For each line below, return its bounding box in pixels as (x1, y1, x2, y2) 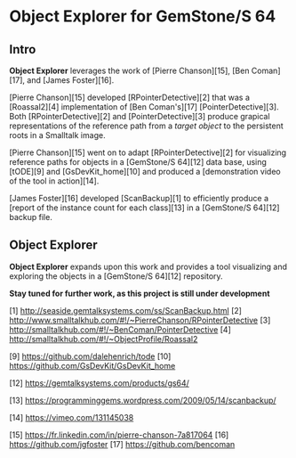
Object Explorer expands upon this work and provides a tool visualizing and (9, 261, 287, 272)
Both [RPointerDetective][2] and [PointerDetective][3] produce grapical (9, 111, 270, 121)
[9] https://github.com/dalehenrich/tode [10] (9, 350, 172, 362)
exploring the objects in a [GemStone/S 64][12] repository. (9, 270, 224, 282)
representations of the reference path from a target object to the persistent (9, 120, 284, 131)
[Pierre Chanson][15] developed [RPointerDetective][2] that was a (9, 92, 251, 102)
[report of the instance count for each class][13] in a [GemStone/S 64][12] (9, 202, 280, 213)
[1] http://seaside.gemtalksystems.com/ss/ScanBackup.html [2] (9, 305, 243, 315)
